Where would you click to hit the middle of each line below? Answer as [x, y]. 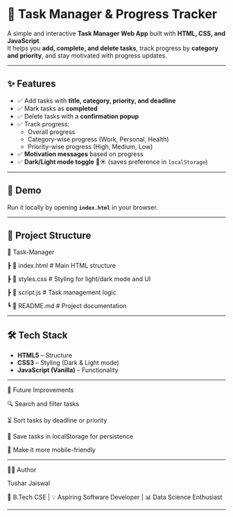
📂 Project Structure [49, 235]
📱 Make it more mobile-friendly [51, 450]
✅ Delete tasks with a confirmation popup [78, 116]
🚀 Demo [24, 190]
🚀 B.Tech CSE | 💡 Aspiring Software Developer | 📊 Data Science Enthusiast [115, 497]
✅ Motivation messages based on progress [80, 154]
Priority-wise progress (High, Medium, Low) [90, 146]
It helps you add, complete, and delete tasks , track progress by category [113, 48]
